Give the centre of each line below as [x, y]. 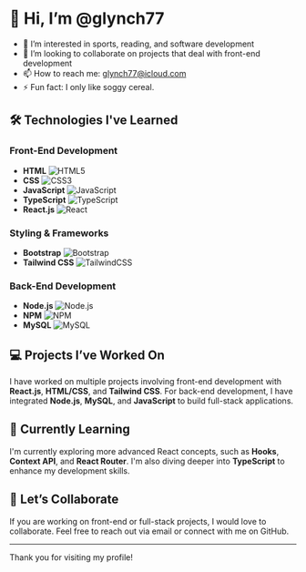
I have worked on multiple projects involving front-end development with [146, 382]
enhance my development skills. [70, 470]
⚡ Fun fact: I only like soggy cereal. [88, 87]
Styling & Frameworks [59, 233]
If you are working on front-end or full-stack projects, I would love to [138, 521]
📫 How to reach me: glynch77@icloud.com [104, 73]
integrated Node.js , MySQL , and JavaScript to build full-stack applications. [152, 401]
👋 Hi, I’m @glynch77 [87, 19]
